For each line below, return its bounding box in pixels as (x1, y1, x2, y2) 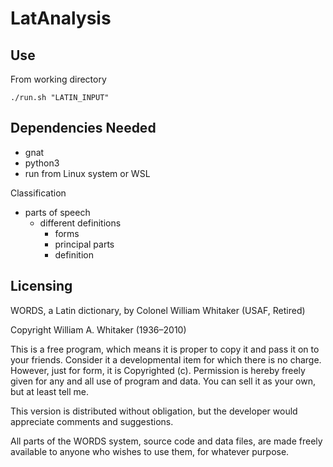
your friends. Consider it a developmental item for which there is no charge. (10, 353, 322, 366)
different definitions (39, 217, 122, 229)
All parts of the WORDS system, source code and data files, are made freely (10, 435, 323, 447)
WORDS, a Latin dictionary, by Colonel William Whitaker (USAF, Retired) (10, 304, 306, 316)
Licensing (10, 278, 73, 295)
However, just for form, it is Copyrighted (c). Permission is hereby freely (10, 364, 306, 376)
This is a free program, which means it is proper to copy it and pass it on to (10, 343, 320, 355)
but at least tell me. (10, 385, 89, 397)
